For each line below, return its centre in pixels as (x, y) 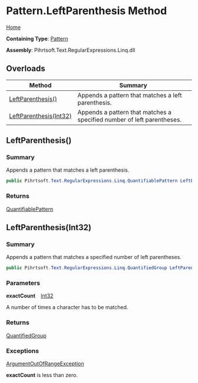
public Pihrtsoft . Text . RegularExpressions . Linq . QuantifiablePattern (92, 181)
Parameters (23, 283)
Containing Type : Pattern (37, 38)
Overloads (26, 69)
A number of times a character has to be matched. (67, 307)
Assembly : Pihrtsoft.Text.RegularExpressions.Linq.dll (71, 50)
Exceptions (23, 351)
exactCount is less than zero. (42, 375)
